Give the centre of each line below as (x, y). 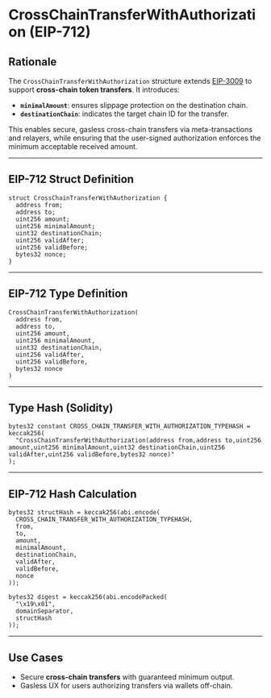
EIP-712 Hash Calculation (73, 494)
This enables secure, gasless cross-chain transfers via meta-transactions (130, 129)
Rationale (33, 62)
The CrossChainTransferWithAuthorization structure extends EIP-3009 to (130, 81)
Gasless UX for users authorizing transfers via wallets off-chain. (126, 686)
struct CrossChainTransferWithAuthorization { (88, 198)
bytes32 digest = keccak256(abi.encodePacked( (88, 597)
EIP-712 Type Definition (68, 294)
